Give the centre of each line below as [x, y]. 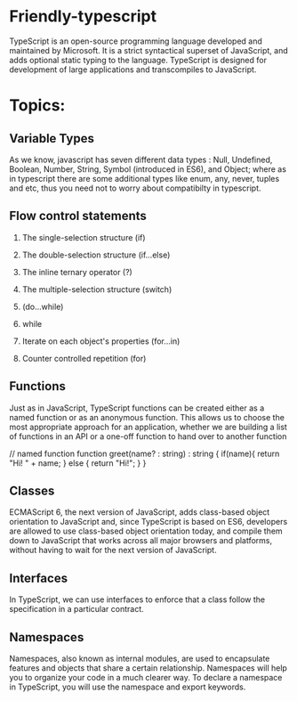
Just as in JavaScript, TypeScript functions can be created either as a [137, 408]
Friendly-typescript [83, 16]
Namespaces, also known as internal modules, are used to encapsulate [140, 658]
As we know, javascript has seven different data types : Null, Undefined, [141, 159]
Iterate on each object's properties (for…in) [101, 341]
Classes [32, 490]
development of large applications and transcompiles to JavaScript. [133, 69]
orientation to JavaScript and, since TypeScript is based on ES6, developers [148, 522]
